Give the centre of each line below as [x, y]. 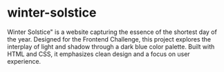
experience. [24, 61]
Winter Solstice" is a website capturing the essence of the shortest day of [112, 32]
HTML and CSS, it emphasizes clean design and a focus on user [99, 54]
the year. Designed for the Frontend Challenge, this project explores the [109, 39]
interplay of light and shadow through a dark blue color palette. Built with [111, 46]
